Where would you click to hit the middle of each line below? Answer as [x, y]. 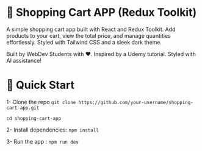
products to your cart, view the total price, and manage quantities [88, 35]
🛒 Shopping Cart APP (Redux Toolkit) [102, 12]
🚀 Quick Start [41, 85]
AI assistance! [24, 60]
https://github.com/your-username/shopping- [136, 102]
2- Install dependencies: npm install [52, 130]
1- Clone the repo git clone [41, 102]
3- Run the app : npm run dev [43, 141]
